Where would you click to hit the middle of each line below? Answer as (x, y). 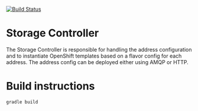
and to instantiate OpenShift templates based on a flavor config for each (94, 56)
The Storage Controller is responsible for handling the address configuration (99, 49)
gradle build (22, 102)
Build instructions (51, 86)
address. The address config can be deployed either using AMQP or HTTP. (98, 62)
